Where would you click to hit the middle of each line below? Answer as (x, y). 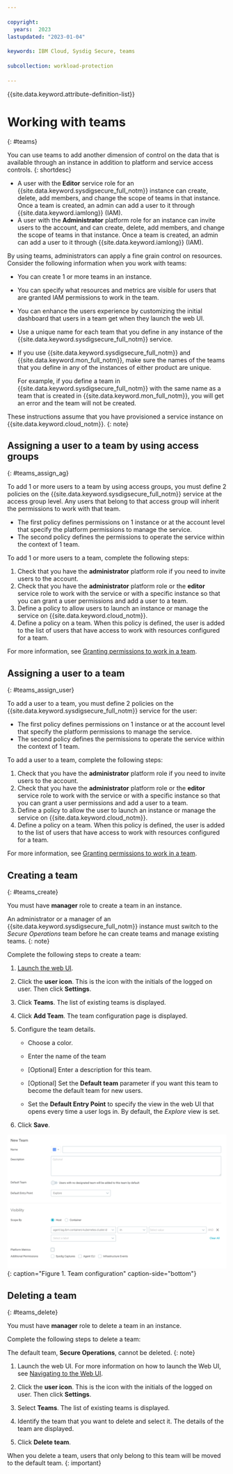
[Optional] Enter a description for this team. (90, 1070)
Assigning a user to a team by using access (103, 445)
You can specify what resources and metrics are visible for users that (117, 290)
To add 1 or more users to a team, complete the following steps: (98, 558)
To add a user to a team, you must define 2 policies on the (90, 704)
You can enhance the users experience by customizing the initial (110, 311)
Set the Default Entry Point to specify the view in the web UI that (121, 1104)
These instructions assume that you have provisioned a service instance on (115, 416)
